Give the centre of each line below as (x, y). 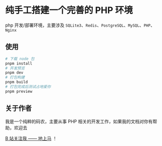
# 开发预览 (15, 68)
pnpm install (19, 63)
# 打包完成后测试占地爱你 (28, 87)
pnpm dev (14, 73)
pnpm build (17, 82)
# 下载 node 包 (20, 59)
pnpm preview (19, 91)
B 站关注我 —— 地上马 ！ (31, 138)
